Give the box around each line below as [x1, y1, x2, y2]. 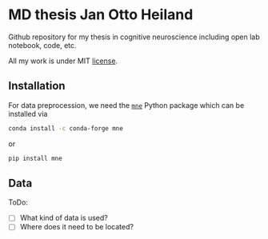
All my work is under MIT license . [8, 56, 118, 66]
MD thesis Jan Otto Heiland [8, 6, 194, 24]
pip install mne [8, 154, 62, 162]
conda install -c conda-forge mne [8, 124, 124, 133]
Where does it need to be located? [19, 222, 134, 232]
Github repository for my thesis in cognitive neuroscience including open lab [8, 32, 260, 42]
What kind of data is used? [19, 213, 108, 223]
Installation [8, 79, 66, 93]
